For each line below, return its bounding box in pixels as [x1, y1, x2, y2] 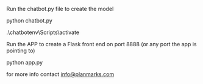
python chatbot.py [6, 17, 53, 24]
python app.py [6, 59, 43, 66]
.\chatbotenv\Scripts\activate [6, 29, 80, 36]
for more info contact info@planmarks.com [6, 71, 115, 78]
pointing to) [6, 47, 35, 54]
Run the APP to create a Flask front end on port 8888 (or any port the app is [6, 41, 197, 47]
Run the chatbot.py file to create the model [6, 5, 114, 12]
